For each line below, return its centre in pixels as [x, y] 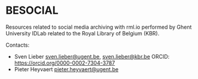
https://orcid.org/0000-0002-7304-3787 [65, 63]
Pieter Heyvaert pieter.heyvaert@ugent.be [66, 69]
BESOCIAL [32, 10]
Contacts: [18, 45]
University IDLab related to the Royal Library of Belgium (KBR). [83, 33]
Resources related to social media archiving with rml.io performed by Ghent [99, 27]
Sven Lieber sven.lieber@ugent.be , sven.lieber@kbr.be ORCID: [92, 56]
